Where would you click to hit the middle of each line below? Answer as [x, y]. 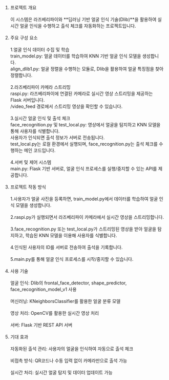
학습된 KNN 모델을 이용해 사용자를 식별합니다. [71, 235]
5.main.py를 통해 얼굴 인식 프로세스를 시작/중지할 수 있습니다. [72, 259]
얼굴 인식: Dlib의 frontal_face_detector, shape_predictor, [68, 283]
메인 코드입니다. [40, 150]
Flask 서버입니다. [27, 100]
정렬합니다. [21, 75]
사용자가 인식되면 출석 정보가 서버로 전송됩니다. [57, 137]
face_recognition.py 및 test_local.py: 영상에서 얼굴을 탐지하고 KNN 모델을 [85, 125]
